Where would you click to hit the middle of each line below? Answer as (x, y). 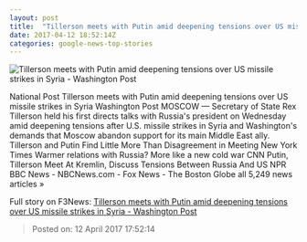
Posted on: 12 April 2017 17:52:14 (93, 229)
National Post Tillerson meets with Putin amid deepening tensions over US (149, 97)
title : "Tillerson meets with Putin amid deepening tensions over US (147, 26)
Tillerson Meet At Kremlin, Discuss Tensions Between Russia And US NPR (148, 164)
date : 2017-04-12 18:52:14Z (63, 35)
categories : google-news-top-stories (81, 43)
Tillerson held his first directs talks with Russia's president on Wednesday (148, 116)
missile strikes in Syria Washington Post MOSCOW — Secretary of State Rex (153, 107)
